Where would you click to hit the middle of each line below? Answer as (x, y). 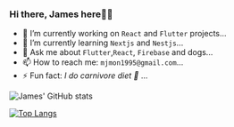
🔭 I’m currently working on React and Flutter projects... (124, 34)
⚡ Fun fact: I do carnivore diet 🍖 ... (85, 75)
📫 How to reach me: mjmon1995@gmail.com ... (103, 62)
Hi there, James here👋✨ (61, 14)
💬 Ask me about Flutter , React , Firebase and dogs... (117, 52)
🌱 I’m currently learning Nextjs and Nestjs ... (103, 43)
